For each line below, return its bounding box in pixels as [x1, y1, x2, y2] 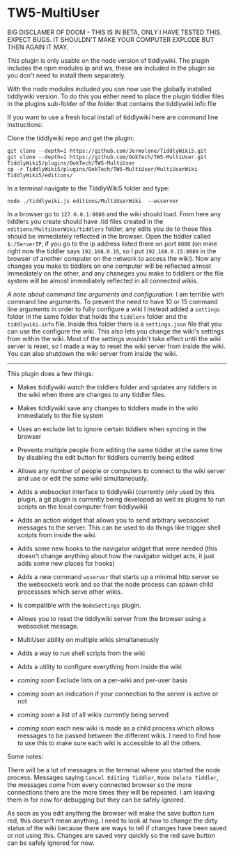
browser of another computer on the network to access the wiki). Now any [7, 254, 221, 262]
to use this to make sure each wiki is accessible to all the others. [17, 738, 202, 747]
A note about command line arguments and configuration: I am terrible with [7, 290, 224, 298]
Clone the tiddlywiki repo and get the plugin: [7, 134, 134, 142]
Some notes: [7, 752, 44, 761]
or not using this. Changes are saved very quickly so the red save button [7, 831, 216, 839]
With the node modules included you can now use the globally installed [7, 84, 212, 93]
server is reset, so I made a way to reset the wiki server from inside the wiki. [7, 342, 226, 350]
